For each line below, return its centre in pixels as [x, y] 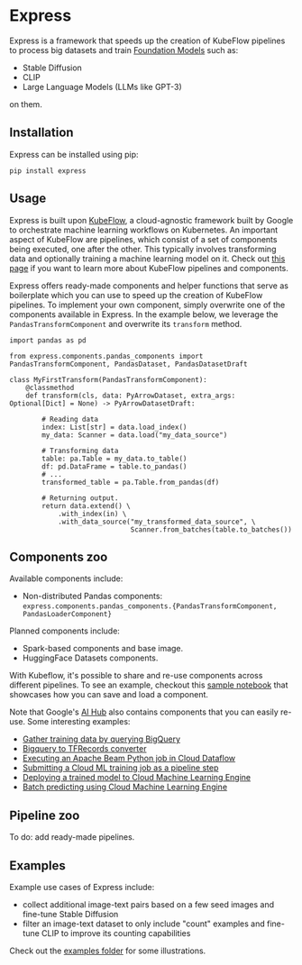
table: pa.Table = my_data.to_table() [114, 459]
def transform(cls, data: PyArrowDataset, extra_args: [131, 396]
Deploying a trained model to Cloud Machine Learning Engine [137, 778]
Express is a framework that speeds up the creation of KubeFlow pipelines [147, 41]
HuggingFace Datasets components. [90, 658]
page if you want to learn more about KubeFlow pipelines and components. [149, 268]
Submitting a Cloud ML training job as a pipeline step [120, 768]
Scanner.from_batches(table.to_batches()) [211, 529]
